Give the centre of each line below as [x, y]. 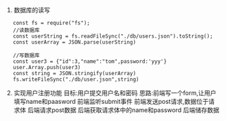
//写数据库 [26, 55]
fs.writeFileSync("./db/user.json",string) [76, 79]
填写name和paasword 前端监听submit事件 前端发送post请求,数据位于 [111, 102]
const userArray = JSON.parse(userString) [74, 42]
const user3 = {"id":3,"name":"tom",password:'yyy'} [90, 62]
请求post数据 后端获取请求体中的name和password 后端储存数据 [129, 110]
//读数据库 [26, 30]
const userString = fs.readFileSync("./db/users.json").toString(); [113, 36]
